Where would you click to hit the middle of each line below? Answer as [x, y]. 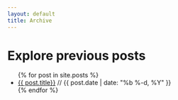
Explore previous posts [77, 56]
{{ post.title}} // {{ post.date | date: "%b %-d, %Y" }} [94, 83]
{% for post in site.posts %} [58, 75]
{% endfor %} [38, 90]
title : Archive [30, 21]
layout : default [31, 14]
